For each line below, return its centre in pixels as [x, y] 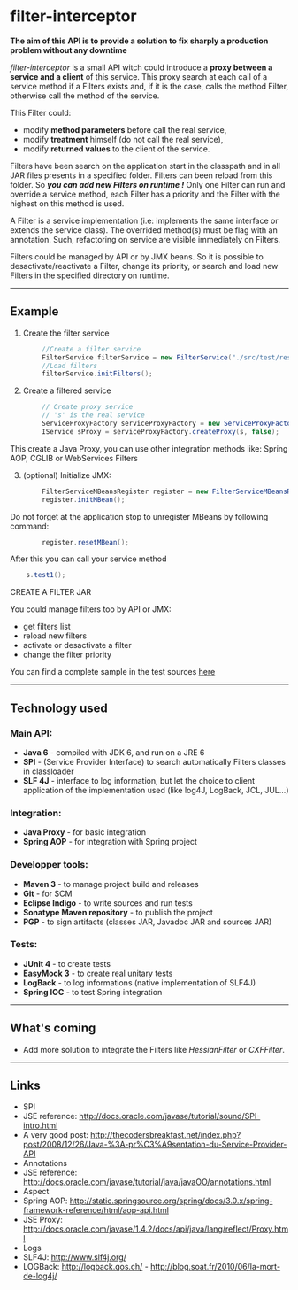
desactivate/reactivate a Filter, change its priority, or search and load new [144, 266]
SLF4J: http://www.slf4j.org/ [75, 1257]
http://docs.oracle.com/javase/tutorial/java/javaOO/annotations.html [147, 1182]
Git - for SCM [47, 893]
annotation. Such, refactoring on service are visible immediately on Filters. [145, 239]
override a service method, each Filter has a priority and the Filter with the [145, 194]
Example [34, 312]
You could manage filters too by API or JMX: [91, 609]
